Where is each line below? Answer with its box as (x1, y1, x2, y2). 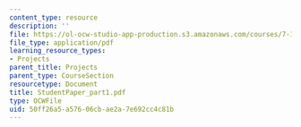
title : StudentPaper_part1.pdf (9, 88, 126, 97)
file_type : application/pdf (9, 38, 115, 47)
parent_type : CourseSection (9, 72, 115, 80)
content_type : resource (9, 13, 99, 22)
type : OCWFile (9, 96, 63, 106)
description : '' (9, 21, 70, 30)
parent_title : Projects (9, 63, 99, 72)
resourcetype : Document (9, 80, 99, 89)
